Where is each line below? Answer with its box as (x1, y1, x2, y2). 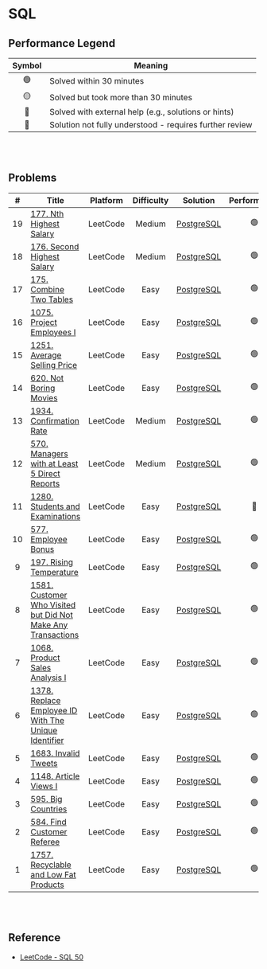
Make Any (30, 619, 68, 630)
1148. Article (30, 770, 80, 781)
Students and (30, 501, 81, 512)
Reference (8, 931, 61, 944)
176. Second (30, 240, 79, 252)
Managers (30, 447, 69, 459)
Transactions (30, 629, 79, 640)
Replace (30, 694, 61, 705)
